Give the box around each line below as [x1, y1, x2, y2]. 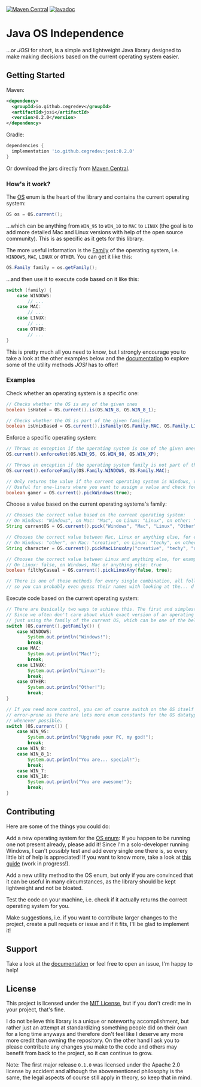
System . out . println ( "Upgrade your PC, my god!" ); [28, 734, 154, 740]
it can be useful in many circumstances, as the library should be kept [6, 877, 176, 885]
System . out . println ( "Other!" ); [28, 685, 106, 691]
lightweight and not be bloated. [6, 884, 83, 891]
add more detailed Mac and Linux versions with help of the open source [6, 228, 184, 235]
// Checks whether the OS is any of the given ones [6, 401, 138, 407]
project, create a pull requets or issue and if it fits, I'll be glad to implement [6, 920, 190, 927]
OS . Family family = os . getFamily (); [6, 264, 98, 270]
